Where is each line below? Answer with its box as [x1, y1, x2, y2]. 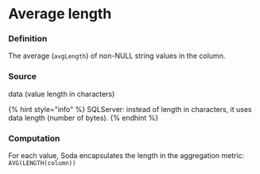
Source [8, 71, 37, 82]
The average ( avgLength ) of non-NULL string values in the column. [8, 51, 226, 60]
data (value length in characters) [8, 89, 115, 99]
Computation [8, 133, 60, 144]
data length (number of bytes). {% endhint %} [8, 113, 159, 122]
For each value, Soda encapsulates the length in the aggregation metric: [8, 151, 245, 160]
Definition [8, 33, 48, 44]
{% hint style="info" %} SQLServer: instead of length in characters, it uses [8, 104, 252, 114]
